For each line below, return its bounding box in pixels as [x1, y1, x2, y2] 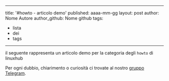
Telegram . [5, 70, 26, 76]
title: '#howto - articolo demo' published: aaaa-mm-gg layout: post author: [5, 10, 159, 15]
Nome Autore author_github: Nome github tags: [5, 15, 104, 21]
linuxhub [5, 55, 24, 61]
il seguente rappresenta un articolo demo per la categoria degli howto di [5, 50, 153, 55]
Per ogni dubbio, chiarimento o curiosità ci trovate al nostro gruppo [5, 65, 144, 70]
